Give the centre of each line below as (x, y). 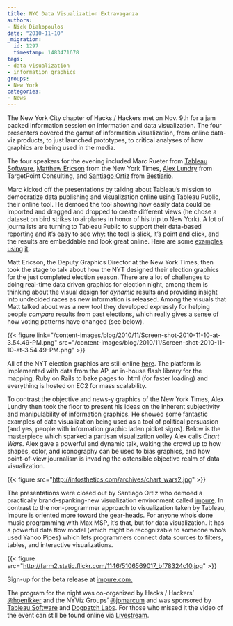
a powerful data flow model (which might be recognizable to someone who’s (117, 530)
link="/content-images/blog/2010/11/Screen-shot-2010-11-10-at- (129, 335)
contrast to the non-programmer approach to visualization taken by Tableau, (116, 508)
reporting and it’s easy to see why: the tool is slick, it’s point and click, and (113, 234)
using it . (18, 249)
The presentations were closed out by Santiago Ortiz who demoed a (105, 493)
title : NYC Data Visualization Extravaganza (73, 14)
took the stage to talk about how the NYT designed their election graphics (113, 270)
